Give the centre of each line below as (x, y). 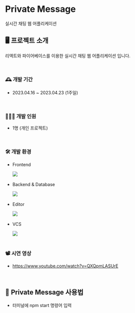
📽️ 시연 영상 (18, 253)
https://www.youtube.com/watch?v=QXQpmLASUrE (65, 266)
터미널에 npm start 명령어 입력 (42, 305)
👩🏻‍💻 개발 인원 (21, 116)
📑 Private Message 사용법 (44, 292)
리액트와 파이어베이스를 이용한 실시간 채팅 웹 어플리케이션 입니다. (68, 56)
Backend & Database (34, 184)
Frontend (22, 164)
